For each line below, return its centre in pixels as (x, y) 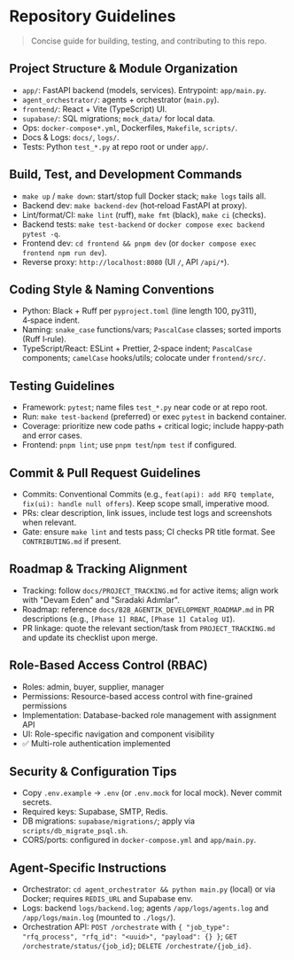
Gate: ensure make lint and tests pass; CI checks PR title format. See (149, 532)
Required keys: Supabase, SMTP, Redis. (95, 812)
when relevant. (49, 522)
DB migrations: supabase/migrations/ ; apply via (108, 821)
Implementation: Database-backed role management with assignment (149, 714)
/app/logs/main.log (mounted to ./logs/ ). (99, 917)
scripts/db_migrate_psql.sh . (75, 831)
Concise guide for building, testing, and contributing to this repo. (149, 41)
